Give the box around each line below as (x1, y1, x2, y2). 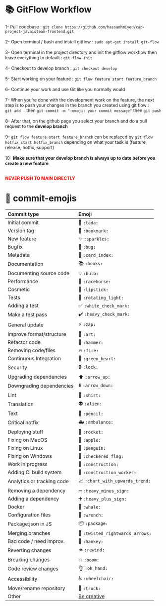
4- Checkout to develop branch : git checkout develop (5, 65, 117, 71)
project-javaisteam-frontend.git (5, 29, 74, 34)
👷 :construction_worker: (78, 469, 137, 476)
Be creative (78, 593, 105, 600)
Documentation (7, 261, 44, 268)
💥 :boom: (78, 556, 100, 563)
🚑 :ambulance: (78, 418, 113, 425)
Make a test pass (7, 311, 47, 318)
